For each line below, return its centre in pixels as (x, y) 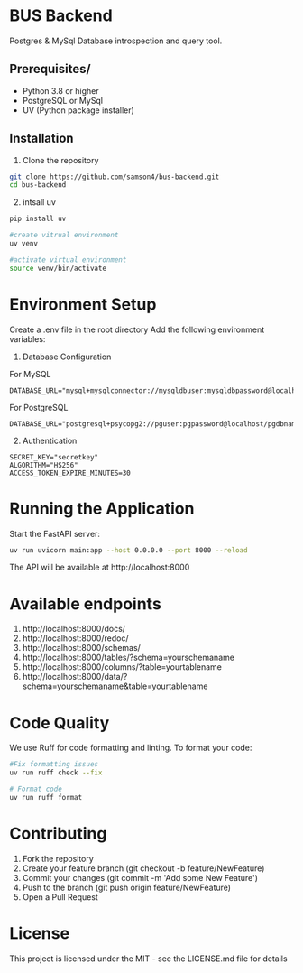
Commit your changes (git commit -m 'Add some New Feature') (140, 877)
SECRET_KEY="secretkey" (54, 457)
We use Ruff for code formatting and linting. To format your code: (131, 748)
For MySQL (30, 374)
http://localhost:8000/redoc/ (75, 638)
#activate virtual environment (68, 259)
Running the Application (102, 509)
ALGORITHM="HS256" (44, 465)
